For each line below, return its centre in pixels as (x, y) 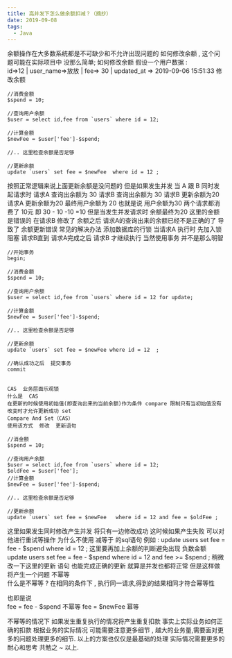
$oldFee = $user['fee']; (43, 471)
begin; (17, 259)
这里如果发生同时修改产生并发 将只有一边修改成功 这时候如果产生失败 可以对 (116, 531)
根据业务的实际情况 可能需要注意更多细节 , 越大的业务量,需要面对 (125, 630)
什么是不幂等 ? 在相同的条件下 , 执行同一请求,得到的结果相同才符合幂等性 (111, 583)
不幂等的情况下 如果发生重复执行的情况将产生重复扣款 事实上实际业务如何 (112, 621)
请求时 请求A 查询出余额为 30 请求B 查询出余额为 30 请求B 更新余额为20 (116, 194)
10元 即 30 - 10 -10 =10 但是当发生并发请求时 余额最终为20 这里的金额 (120, 212)
